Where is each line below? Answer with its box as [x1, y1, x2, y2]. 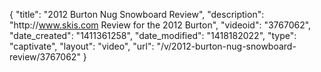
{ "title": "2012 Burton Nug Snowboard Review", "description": [9, 9, 265, 20]
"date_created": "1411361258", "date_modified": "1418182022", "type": [9, 30, 297, 41]
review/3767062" [9, 51, 81, 63]
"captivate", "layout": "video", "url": [9, 40, 155, 52]
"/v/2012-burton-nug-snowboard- [156, 40, 297, 52]
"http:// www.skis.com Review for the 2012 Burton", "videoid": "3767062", [9, 19, 312, 31]
